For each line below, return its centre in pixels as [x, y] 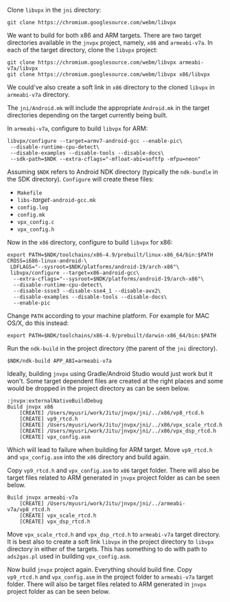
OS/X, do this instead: [38, 323]
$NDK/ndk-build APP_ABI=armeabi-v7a [59, 361]
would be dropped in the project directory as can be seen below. [99, 388]
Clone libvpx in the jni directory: [54, 10]
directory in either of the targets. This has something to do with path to [107, 549]
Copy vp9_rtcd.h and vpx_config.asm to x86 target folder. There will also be [113, 470]
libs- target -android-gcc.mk [56, 200]
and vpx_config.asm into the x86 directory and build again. [89, 457]
